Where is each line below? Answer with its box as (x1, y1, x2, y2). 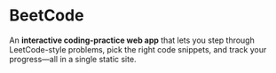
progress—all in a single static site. (9, 53, 137, 64)
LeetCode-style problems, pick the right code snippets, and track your (9, 44, 267, 54)
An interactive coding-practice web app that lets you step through (9, 35, 255, 45)
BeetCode (9, 5, 84, 26)
